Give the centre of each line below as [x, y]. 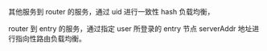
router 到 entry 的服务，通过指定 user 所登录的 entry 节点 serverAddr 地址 [130, 29]
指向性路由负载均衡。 [50, 39]
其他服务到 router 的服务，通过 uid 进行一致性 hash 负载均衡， [111, 12]
